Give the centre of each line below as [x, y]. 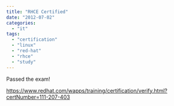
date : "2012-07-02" [31, 17]
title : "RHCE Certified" [37, 12]
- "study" [24, 62]
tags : [13, 34]
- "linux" [24, 46]
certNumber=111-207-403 [38, 97]
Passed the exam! [28, 79]
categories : [21, 23]
